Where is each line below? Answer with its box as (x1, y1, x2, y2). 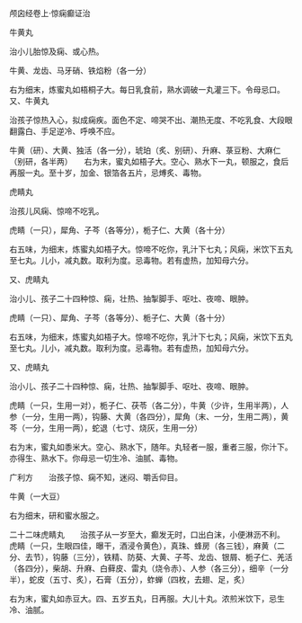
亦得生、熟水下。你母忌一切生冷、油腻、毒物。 (9, 453, 182, 463)
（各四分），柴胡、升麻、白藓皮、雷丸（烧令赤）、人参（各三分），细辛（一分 (9, 563, 289, 574)
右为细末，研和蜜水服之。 (9, 511, 104, 521)
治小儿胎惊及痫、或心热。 (9, 46, 104, 57)
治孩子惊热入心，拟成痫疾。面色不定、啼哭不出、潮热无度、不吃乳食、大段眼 (9, 115, 293, 125)
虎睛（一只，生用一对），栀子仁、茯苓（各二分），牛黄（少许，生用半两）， (9, 400, 281, 411)
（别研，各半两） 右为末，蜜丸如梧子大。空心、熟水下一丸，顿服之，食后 (9, 156, 289, 166)
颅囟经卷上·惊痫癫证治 (9, 8, 92, 18)
